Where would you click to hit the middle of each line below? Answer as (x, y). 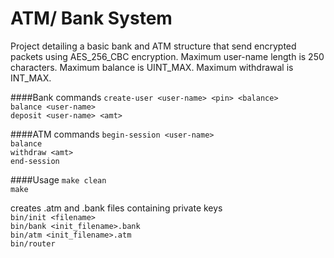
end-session (35, 161)
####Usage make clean (58, 179)
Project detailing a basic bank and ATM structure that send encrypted (153, 46)
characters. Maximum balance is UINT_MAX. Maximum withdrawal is (152, 67)
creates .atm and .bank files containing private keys (116, 208)
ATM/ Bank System (91, 18)
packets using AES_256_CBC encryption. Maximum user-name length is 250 (167, 56)
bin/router (33, 243)
